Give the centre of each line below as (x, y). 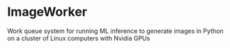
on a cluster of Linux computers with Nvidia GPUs (79, 38)
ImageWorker (47, 12)
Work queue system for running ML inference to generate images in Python (116, 31)
